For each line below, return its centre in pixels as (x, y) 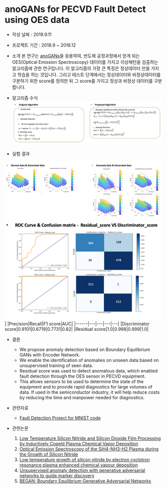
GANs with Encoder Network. (50, 355)
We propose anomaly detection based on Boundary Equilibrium (85, 349)
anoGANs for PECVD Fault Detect (75, 9)
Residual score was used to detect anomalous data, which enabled (89, 371)
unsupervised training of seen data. (56, 365)
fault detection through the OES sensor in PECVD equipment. (82, 376)
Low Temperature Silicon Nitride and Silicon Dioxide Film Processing (90, 438)
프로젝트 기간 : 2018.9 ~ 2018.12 (44, 45)
